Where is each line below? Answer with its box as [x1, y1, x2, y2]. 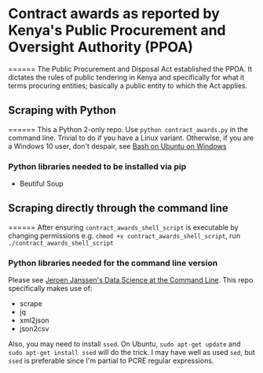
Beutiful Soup [19, 179, 64, 189]
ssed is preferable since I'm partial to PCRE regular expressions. [8, 356, 214, 366]
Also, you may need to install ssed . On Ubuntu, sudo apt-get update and [8, 339, 241, 349]
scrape [19, 299, 43, 308]
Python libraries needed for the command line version [8, 257, 218, 268]
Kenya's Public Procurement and [8, 21, 226, 39]
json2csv [19, 324, 49, 334]
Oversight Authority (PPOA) [8, 39, 194, 56]
